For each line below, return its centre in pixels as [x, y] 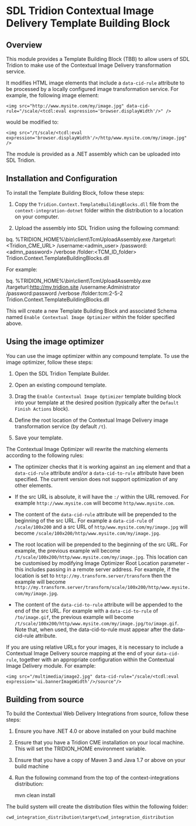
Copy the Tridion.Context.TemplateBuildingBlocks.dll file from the [97, 204]
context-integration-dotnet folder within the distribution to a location [99, 210]
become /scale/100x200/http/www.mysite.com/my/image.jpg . [87, 533]
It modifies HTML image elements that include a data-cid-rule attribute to [95, 83]
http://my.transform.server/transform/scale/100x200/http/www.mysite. [102, 587]
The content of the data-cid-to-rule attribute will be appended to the [99, 604]
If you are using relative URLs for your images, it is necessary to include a [94, 647]
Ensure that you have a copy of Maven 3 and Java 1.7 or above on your [100, 760]
